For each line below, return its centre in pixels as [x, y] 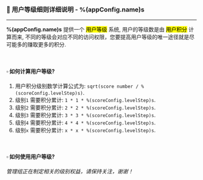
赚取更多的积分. [47, 45]
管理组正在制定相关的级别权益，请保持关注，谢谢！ [70, 171]
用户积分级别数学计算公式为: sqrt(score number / [77, 86]
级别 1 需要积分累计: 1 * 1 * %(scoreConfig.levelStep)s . [85, 100]
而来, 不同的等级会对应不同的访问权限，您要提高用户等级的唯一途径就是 [100, 37]
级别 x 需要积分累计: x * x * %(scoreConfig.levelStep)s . [85, 130]
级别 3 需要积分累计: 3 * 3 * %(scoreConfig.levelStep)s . [85, 115]
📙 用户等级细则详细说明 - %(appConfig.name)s [76, 9]
